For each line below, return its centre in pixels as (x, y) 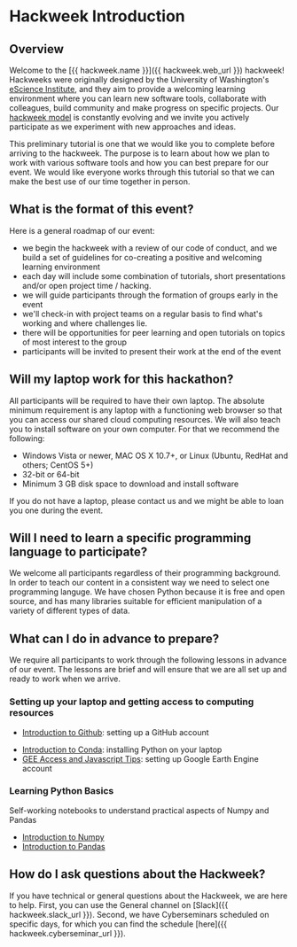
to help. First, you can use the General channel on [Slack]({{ (119, 904)
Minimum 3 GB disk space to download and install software (130, 484)
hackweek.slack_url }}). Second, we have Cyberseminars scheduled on (139, 914)
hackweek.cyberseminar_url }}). (67, 933)
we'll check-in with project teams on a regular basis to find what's (142, 314)
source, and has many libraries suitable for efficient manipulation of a (136, 602)
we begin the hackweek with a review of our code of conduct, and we (149, 248)
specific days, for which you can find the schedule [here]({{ (118, 924)
